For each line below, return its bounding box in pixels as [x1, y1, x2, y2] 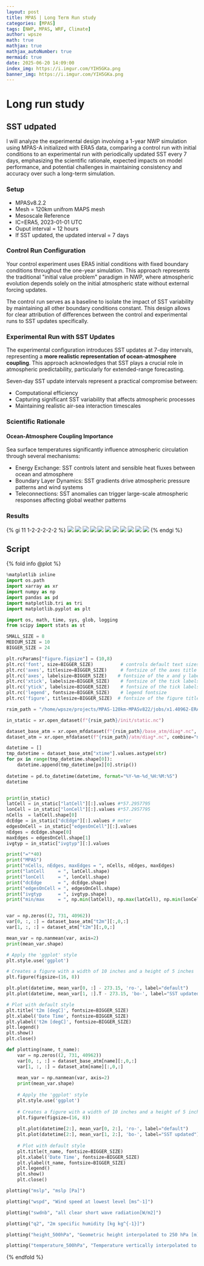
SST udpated [6, 121, 56, 131]
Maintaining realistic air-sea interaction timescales [15, 402, 141, 409]
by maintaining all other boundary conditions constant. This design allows [6, 304, 191, 311]
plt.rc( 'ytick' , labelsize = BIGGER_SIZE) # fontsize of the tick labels [6, 684, 200, 690]
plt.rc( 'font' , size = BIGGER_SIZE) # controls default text [6, 661, 183, 667]
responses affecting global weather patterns [15, 496, 126, 504]
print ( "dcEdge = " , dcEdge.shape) [6, 880, 107, 886]
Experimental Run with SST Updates [6, 332, 115, 341]
